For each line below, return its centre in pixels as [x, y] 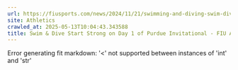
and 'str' [19, 61]
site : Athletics [31, 20]
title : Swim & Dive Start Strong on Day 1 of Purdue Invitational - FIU [117, 33]
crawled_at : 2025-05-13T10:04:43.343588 [68, 27]
